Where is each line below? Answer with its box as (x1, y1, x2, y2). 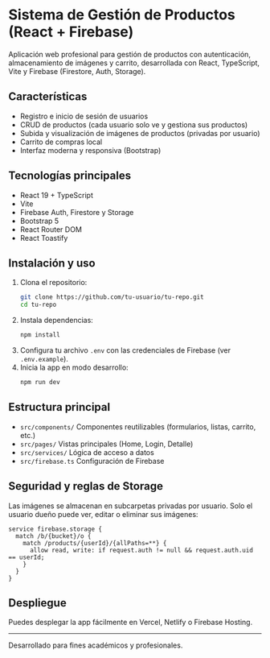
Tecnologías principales (8, 169, 131, 183)
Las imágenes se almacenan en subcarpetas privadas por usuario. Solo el (8, 501, 253, 511)
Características (8, 90, 88, 104)
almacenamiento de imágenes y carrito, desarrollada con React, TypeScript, (8, 58, 260, 68)
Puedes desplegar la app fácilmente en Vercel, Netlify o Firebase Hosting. (8, 618, 253, 627)
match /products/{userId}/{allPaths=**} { (22, 539, 167, 547)
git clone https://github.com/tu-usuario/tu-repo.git (19, 293, 204, 301)
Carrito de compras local (19, 137, 103, 147)
